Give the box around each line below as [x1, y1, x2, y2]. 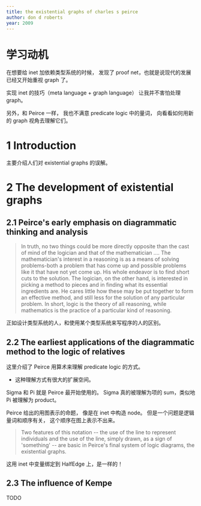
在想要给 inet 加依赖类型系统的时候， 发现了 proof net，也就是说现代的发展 [6, 69, 191, 76]
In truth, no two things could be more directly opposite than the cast [20, 243, 190, 250]
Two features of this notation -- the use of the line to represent [20, 429, 176, 436]
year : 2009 [6, 20, 34, 26]
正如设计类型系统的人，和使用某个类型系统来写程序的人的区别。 [6, 319, 164, 326]
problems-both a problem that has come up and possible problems [20, 262, 187, 269]
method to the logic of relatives [6, 346, 125, 357]
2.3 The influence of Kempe [6, 478, 113, 489]
